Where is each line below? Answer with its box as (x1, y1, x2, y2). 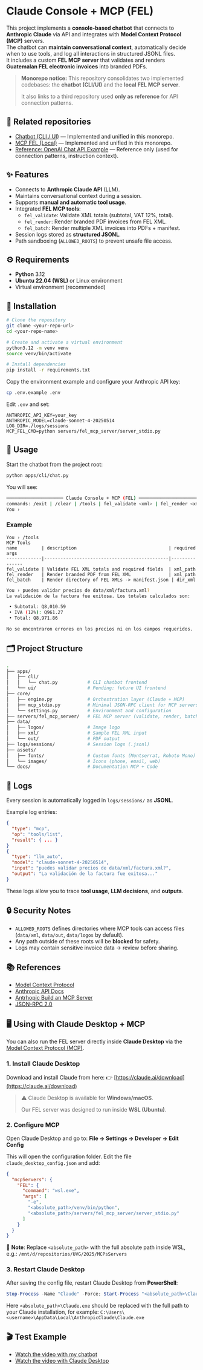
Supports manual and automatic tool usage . (14, 198, 127, 206)
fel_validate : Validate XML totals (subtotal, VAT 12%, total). (24, 211, 174, 218)
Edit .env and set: (6, 401, 50, 408)
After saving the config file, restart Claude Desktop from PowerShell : (6, 1279, 178, 1286)
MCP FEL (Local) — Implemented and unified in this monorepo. (14, 139, 172, 146)
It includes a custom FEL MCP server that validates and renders (6, 56, 165, 64)
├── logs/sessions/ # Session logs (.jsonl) (6, 741, 150, 747)
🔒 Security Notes (6, 906, 71, 916)
